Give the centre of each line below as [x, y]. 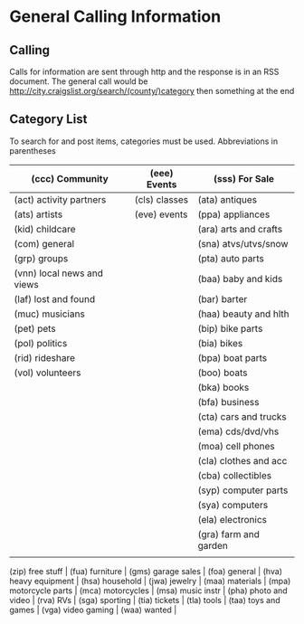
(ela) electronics [233, 519]
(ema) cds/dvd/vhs [238, 431]
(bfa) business [228, 402]
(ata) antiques [228, 199]
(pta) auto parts [231, 258]
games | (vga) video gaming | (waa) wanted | [93, 610]
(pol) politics [41, 343]
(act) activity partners [60, 199]
